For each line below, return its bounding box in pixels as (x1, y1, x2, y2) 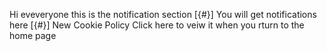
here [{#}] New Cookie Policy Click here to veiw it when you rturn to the (9, 19, 305, 31)
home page (9, 30, 57, 41)
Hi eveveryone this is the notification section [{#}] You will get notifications (9, 9, 317, 20)
